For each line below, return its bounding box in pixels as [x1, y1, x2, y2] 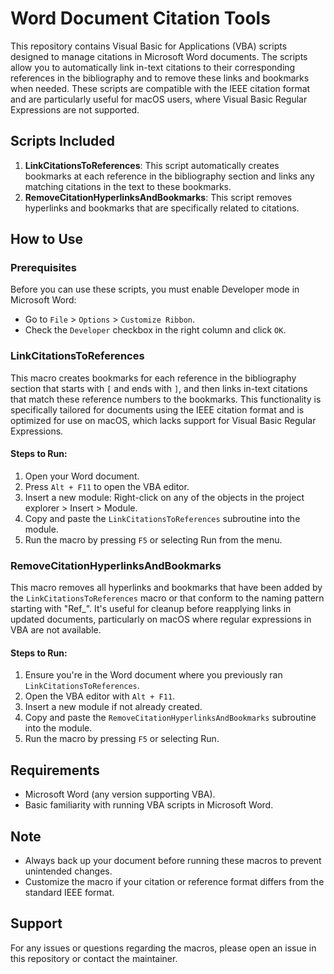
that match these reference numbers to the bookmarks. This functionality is [10, 393, 322, 405]
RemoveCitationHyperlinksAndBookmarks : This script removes [24, 191, 293, 203]
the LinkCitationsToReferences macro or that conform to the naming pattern [10, 592, 325, 604]
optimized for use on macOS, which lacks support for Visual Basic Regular [10, 414, 317, 426]
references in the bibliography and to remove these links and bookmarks [10, 72, 310, 84]
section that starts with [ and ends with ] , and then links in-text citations [10, 382, 308, 394]
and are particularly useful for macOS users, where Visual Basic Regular [10, 93, 308, 105]
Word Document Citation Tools [10, 7, 271, 30]
